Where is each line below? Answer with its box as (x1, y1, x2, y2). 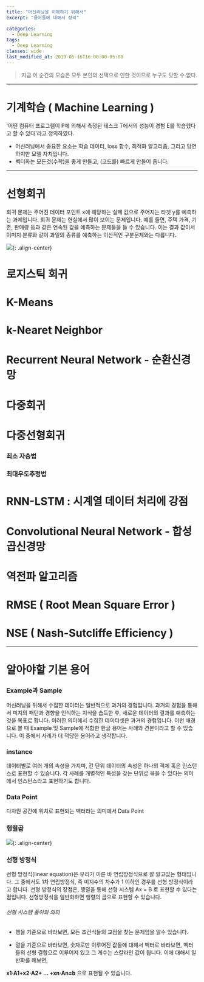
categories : (6, 26, 36, 32)
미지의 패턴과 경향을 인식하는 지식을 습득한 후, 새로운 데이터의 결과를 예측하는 (12, 709, 196, 716)
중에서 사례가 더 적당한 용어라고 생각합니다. (25, 732, 127, 739)
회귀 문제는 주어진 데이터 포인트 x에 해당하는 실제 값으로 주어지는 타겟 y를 (6, 208, 181, 216)
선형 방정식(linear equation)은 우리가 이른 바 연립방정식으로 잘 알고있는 (6, 870, 175, 877)
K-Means (6, 296, 53, 309)
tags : (6, 37, 20, 43)
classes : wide (6, 48, 42, 55)
